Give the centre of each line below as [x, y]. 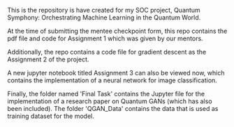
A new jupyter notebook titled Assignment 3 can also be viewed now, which [116, 73]
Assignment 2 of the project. [48, 59]
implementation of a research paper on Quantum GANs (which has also [110, 101]
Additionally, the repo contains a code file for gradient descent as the [107, 52]
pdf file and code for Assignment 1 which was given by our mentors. [105, 38]
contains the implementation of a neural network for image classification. [112, 80]
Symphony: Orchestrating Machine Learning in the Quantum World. [104, 17]
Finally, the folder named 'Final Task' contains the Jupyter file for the [106, 94]
